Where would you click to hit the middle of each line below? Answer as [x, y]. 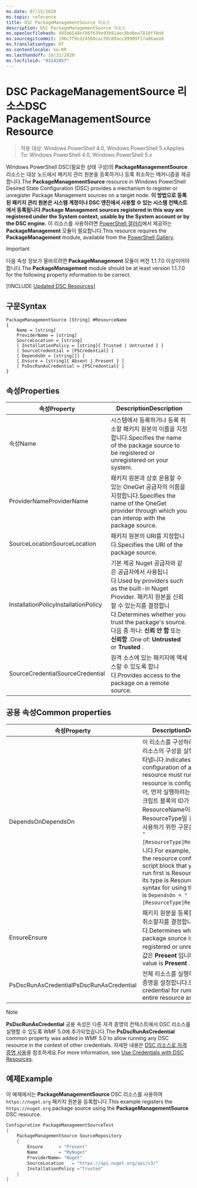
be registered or [133, 453]
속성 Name [23, 444]
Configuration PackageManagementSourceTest [60, 1125]
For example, [172, 850]
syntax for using [164, 888]
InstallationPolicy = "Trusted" [65, 1169]
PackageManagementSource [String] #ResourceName [67, 320]
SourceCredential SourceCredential [57, 673]
